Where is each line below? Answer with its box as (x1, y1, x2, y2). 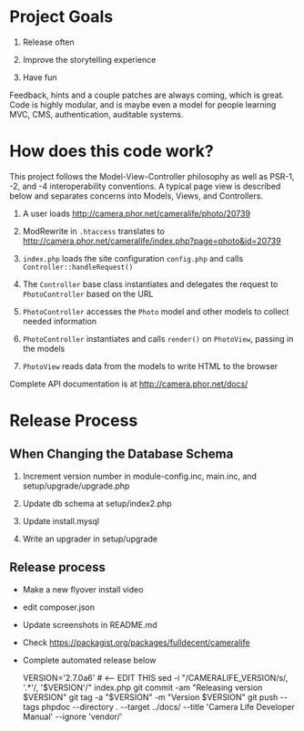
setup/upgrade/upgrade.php (22, 480, 130, 491)
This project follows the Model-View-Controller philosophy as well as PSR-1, (9, 170, 295, 181)
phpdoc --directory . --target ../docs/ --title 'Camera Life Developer (41, 701, 296, 712)
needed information (22, 315, 97, 326)
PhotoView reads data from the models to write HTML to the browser (22, 360, 279, 371)
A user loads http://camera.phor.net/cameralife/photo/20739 (22, 208, 251, 219)
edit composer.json (22, 602, 96, 613)
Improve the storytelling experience (22, 54, 157, 65)
